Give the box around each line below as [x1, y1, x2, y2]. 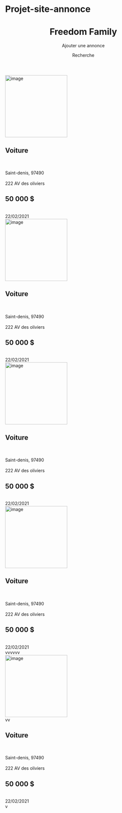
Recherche [72, 52, 95, 58]
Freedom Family [49, 26, 118, 38]
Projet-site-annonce [5, 3, 91, 15]
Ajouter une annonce [61, 43, 105, 49]
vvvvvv [5, 649, 20, 655]
